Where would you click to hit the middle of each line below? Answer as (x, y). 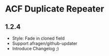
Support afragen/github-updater (45, 43)
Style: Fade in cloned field (38, 38)
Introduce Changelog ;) (35, 49)
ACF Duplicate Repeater (54, 9)
